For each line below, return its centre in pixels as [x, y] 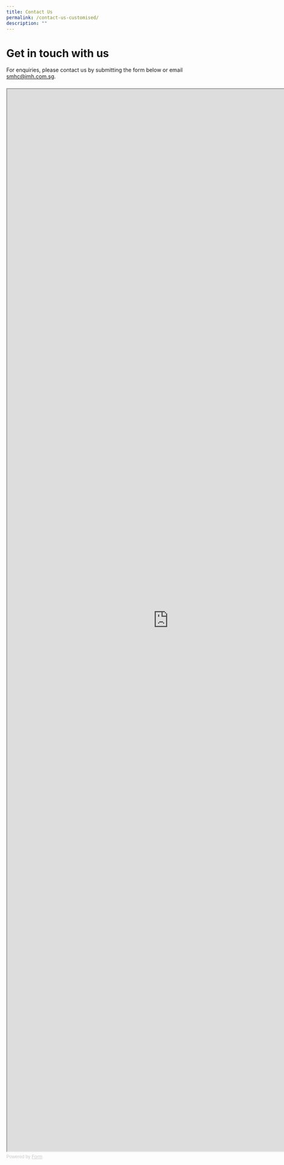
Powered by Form [24, 1157]
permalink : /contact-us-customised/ [52, 18]
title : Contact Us [29, 12]
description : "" [27, 23]
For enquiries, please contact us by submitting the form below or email [95, 70]
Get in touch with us [58, 53]
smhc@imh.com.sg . [31, 76]
